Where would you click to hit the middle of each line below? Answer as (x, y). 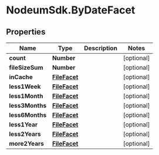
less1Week (25, 87)
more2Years (26, 144)
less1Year (23, 125)
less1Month (26, 96)
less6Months (28, 115)
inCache (21, 77)
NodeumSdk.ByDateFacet (71, 10)
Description (101, 48)
